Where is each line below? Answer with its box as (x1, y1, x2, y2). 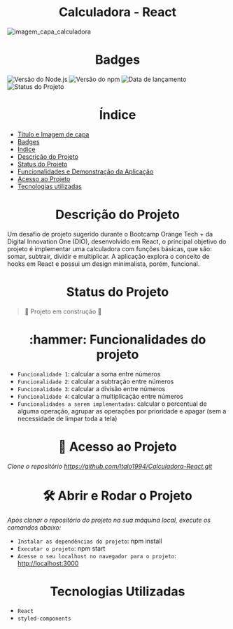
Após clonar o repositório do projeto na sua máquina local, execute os (7, 516, 211, 524)
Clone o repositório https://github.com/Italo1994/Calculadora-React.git (7, 462, 213, 470)
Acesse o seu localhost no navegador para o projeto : (17, 551, 176, 560)
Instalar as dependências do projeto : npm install (17, 537, 162, 545)
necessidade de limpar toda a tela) (17, 414, 118, 423)
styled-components (17, 615, 71, 623)
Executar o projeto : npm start (17, 544, 106, 553)
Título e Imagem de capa (17, 130, 90, 139)
